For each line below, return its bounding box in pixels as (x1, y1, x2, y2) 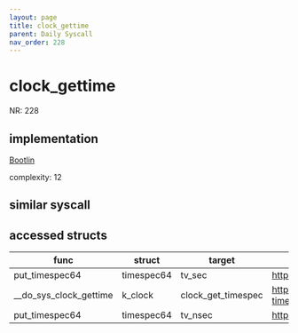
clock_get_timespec (180, 289, 263, 302)
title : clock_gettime (9, 21, 90, 30)
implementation (9, 131, 99, 147)
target (208, 254, 235, 266)
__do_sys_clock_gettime (13, 289, 114, 302)
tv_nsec (180, 309, 213, 321)
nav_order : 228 (9, 37, 66, 47)
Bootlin (9, 155, 35, 165)
